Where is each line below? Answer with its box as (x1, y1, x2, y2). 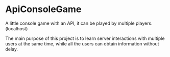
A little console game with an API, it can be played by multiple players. (5, 20, 153, 26)
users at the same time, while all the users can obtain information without (5, 40, 159, 46)
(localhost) (5, 25, 28, 31)
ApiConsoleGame (5, 4, 82, 15)
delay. (5, 46, 18, 52)
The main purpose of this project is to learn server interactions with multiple (5, 35, 165, 41)
